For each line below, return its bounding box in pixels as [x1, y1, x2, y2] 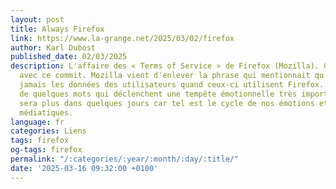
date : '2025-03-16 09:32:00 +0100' [10, 163, 159, 173]
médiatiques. [19, 107, 74, 118]
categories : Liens [10, 126, 87, 136]
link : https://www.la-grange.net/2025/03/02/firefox [10, 33, 235, 43]
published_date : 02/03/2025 [10, 52, 128, 62]
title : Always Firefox [10, 24, 105, 34]
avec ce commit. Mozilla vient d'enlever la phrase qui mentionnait [19, 71, 311, 81]
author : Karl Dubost [10, 42, 97, 53]
